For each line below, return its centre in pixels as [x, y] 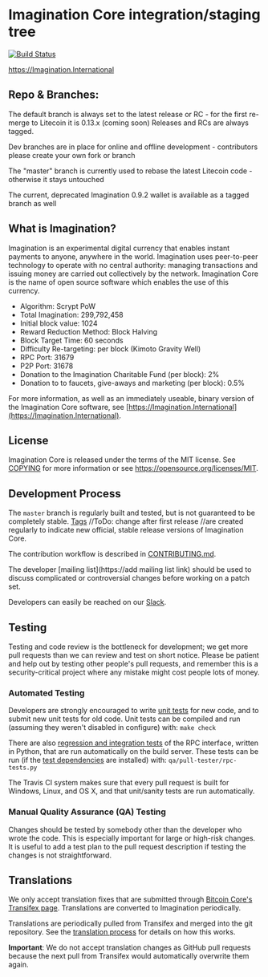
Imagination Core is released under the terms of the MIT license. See [122, 460]
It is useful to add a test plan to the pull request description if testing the [127, 846]
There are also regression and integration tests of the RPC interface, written [134, 743]
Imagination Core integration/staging [134, 15]
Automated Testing [47, 693]
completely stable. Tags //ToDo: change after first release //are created [126, 521]
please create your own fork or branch [72, 155]
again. [19, 965]
